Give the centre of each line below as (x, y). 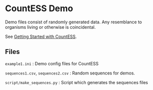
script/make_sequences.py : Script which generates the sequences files (76, 82)
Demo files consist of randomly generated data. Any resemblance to (74, 22)
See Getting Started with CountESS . (41, 36)
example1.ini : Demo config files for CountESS (52, 63)
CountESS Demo (39, 9)
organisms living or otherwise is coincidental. (50, 27)
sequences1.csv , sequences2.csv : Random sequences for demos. (70, 73)
